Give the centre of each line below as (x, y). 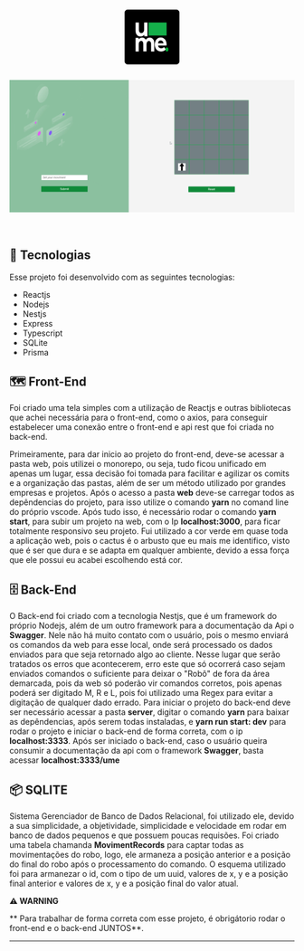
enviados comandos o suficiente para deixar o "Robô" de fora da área (139, 674)
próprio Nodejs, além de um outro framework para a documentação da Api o (152, 626)
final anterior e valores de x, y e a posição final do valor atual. (124, 883)
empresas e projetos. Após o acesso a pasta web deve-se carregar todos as (152, 493)
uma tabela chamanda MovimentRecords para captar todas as (127, 844)
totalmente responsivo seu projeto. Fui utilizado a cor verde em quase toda (149, 531)
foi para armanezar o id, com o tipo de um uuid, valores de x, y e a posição (149, 873)
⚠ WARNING (34, 900)
